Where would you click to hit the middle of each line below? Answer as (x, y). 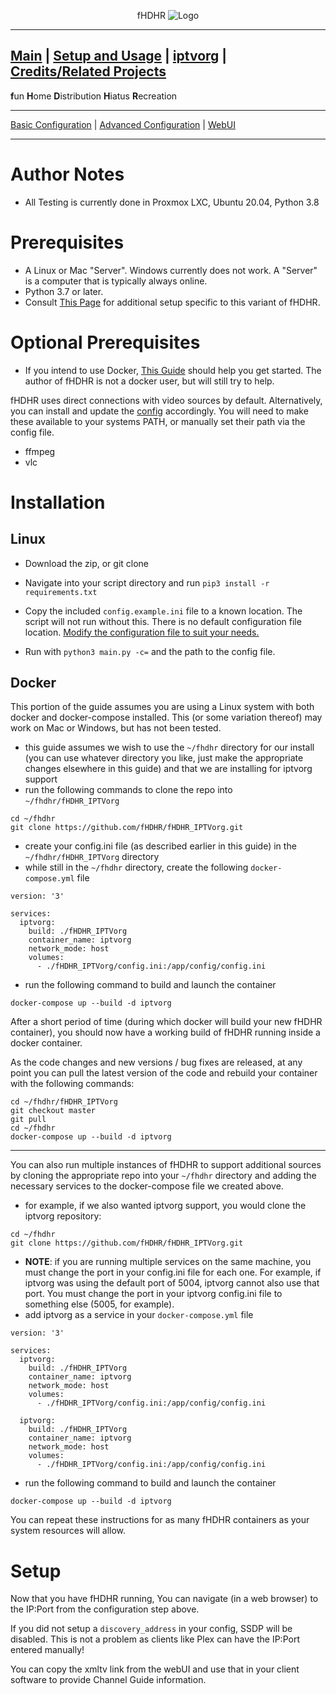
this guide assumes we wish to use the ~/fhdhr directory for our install (169, 747)
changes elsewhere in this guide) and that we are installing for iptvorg (168, 769)
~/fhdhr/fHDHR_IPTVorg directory (92, 857)
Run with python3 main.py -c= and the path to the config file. (150, 651)
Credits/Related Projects (88, 71)
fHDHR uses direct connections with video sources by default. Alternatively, (166, 400)
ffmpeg (40, 451)
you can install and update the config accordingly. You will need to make (159, 411)
